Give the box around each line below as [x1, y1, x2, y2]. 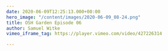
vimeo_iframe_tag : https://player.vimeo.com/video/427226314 [6, 31, 163, 37]
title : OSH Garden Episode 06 [6, 20, 82, 26]
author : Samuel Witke [6, 25, 61, 31]
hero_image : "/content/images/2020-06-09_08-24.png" [6, 14, 141, 20]
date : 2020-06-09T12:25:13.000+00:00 [6, 8, 101, 15]
